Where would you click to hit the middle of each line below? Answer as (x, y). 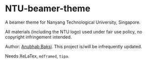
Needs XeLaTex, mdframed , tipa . (37, 56)
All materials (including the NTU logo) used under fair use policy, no (74, 32)
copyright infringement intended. (39, 37)
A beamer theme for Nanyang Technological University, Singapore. (73, 22)
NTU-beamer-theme (48, 9)
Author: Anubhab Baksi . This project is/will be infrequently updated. (74, 46)
